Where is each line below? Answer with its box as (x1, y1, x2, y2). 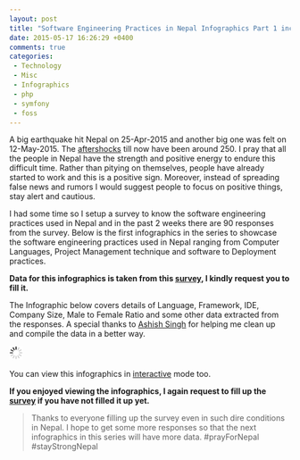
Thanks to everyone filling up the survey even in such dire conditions (30, 413, 286, 423)
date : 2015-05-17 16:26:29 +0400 (9, 33, 134, 42)
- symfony (12, 99, 50, 108)
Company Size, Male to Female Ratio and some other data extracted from (9, 309, 279, 321)
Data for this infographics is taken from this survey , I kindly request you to (9, 273, 290, 284)
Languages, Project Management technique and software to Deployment (9, 247, 277, 257)
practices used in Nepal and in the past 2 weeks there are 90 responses (9, 218, 274, 229)
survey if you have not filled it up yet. (9, 396, 150, 406)
